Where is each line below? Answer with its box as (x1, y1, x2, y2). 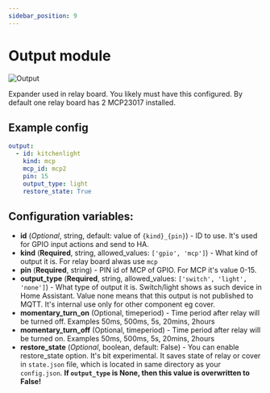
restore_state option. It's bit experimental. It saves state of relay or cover (19, 351, 261, 361)
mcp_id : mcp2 (23, 165, 67, 173)
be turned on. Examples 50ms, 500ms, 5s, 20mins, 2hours (19, 334, 215, 344)
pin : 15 (23, 172, 48, 180)
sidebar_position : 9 (8, 11, 78, 20)
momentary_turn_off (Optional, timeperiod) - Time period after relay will (19, 325, 261, 335)
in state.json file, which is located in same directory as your (19, 360, 222, 370)
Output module (8, 46, 111, 65)
